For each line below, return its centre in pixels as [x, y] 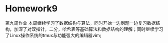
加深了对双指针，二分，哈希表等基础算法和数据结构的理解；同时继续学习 [89, 29]
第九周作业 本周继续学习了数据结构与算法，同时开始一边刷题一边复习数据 [80, 23]
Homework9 [31, 9]
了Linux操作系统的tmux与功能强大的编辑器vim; [53, 35]
